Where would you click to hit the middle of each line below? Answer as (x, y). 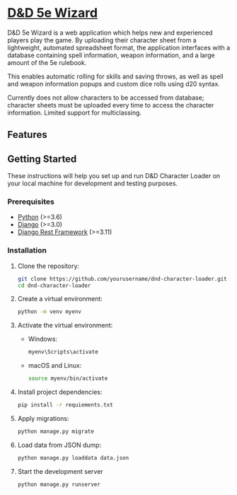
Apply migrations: (43, 418)
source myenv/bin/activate (68, 379)
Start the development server (60, 471)
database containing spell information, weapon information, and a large (111, 55)
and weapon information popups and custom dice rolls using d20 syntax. (114, 83)
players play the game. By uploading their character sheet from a (102, 40)
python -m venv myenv (49, 312)
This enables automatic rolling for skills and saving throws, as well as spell (116, 76)
